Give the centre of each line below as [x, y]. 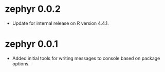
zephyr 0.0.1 [32, 44]
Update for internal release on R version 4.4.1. [60, 23]
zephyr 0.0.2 [33, 9]
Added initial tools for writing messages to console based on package [86, 58]
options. [21, 64]
